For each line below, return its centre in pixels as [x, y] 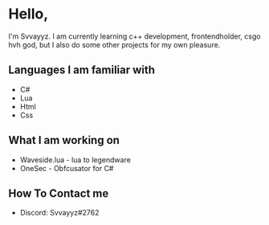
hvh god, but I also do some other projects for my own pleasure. [114, 44]
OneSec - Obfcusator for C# [67, 168]
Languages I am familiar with [82, 70]
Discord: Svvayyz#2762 [59, 213]
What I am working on [64, 140]
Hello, [29, 14]
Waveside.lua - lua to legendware [75, 160]
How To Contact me [59, 193]
